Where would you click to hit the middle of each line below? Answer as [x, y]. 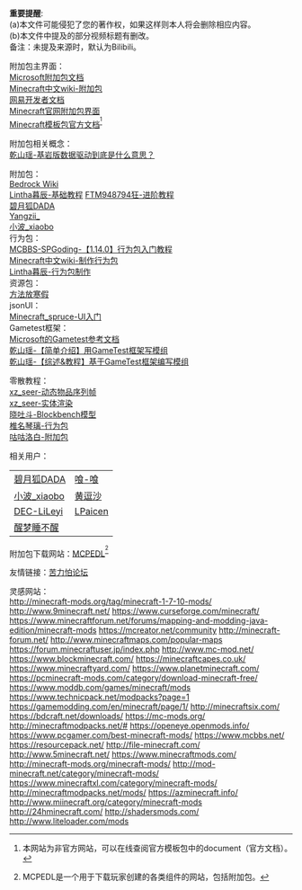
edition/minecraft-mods [53, 630]
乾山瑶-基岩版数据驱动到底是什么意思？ [82, 155]
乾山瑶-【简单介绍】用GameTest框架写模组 [89, 350]
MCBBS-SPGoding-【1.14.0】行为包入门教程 [91, 249]
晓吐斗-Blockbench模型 [53, 414]
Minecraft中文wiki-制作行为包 [64, 260]
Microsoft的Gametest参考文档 [64, 339]
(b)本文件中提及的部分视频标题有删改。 [82, 36]
